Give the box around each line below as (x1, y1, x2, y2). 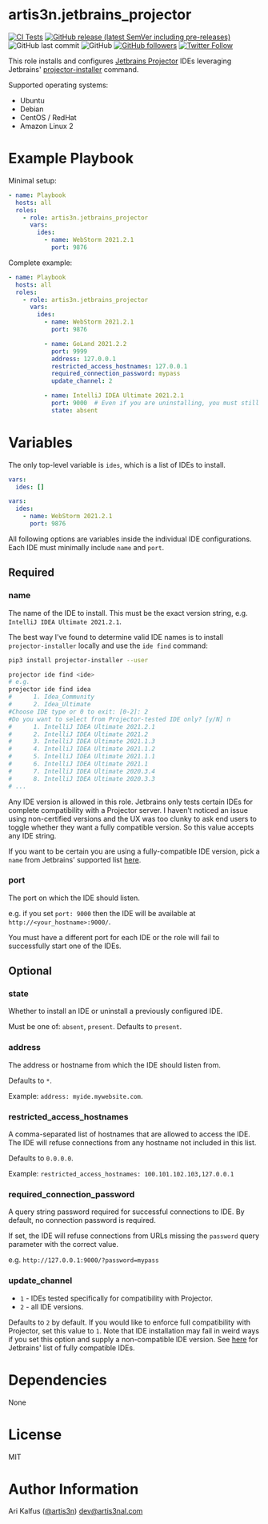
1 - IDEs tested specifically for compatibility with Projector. (19, 1293, 214, 1303)
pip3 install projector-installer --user (8, 656, 149, 664)
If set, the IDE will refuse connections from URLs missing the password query (8, 1231, 260, 1241)
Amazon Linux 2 (19, 121, 74, 131)
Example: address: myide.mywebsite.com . (8, 1091, 143, 1100)
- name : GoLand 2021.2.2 (43, 340, 127, 348)
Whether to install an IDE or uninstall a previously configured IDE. (8, 1007, 223, 1016)
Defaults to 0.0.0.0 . (8, 1153, 74, 1163)
